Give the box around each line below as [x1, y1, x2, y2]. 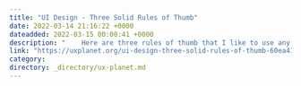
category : [9, 55, 47, 64]
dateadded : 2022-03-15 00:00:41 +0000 [9, 30, 154, 39]
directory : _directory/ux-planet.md [9, 64, 146, 73]
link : [9, 47, 30, 56]
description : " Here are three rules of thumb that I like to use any [9, 38, 291, 47]
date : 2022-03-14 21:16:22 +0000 [9, 21, 134, 30]
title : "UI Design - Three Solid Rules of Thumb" [9, 13, 199, 22]
